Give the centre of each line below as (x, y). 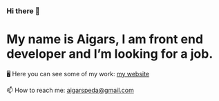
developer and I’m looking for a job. (110, 54)
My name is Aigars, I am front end (105, 40)
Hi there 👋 (23, 11)
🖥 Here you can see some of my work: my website (78, 74)
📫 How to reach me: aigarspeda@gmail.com (70, 90)
